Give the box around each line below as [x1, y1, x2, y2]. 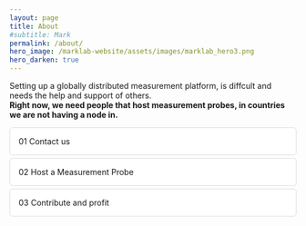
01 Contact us [18, 136, 71, 146]
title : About [9, 22, 59, 31]
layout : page [9, 13, 59, 23]
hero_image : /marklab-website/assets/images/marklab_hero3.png [9, 47, 255, 56]
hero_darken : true [9, 55, 79, 64]
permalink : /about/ [9, 38, 84, 48]
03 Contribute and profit [18, 197, 109, 208]
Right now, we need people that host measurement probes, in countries [9, 100, 285, 110]
